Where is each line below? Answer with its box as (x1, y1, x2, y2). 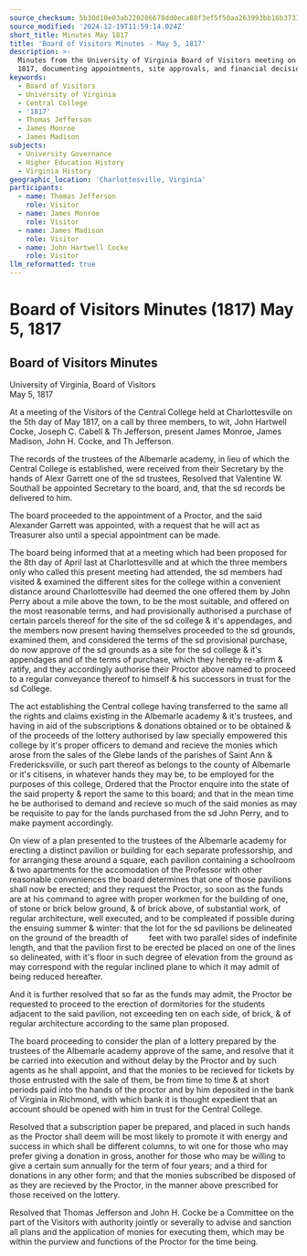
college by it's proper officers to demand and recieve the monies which (9, 740, 279, 750)
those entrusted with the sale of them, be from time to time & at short (9, 1075, 270, 1085)
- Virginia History (17, 166, 92, 176)
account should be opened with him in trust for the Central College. (9, 1103, 263, 1114)
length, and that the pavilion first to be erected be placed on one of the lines (9, 942, 296, 953)
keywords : (9, 73, 48, 82)
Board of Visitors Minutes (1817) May (9, 299, 294, 320)
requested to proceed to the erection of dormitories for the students (9, 998, 266, 1009)
